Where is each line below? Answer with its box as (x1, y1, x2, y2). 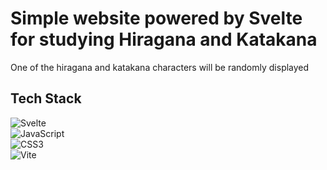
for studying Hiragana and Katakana (10, 28, 318, 51)
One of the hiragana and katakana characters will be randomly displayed (10, 61, 310, 73)
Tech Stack (10, 90, 82, 107)
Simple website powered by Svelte (10, 7, 303, 30)
